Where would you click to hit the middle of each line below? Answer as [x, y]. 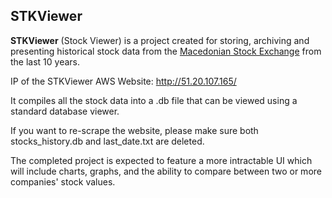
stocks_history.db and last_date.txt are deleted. [107, 141]
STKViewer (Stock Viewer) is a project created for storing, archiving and [160, 40]
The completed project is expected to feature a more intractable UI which [161, 160]
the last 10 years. [45, 61]
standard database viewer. [65, 111]
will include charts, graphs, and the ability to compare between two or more [166, 171]
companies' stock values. [63, 181]
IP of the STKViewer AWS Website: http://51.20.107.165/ [123, 81]
